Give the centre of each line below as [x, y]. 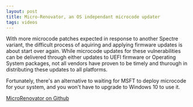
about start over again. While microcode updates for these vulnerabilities [94, 51]
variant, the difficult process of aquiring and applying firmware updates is [94, 45]
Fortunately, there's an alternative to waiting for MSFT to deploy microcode [96, 81]
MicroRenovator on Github [38, 98]
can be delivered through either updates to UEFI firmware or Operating [91, 57]
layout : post [22, 11]
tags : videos [22, 22]
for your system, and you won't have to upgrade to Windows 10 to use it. [93, 87]
